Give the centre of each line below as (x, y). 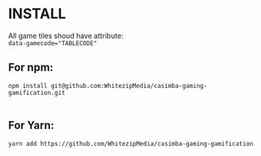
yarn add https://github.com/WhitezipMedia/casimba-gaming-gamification (131, 143)
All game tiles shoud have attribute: (66, 36)
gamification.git (37, 93)
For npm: (31, 68)
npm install (28, 86)
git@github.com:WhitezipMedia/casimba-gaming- (129, 86)
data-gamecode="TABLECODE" (53, 43)
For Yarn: (31, 126)
